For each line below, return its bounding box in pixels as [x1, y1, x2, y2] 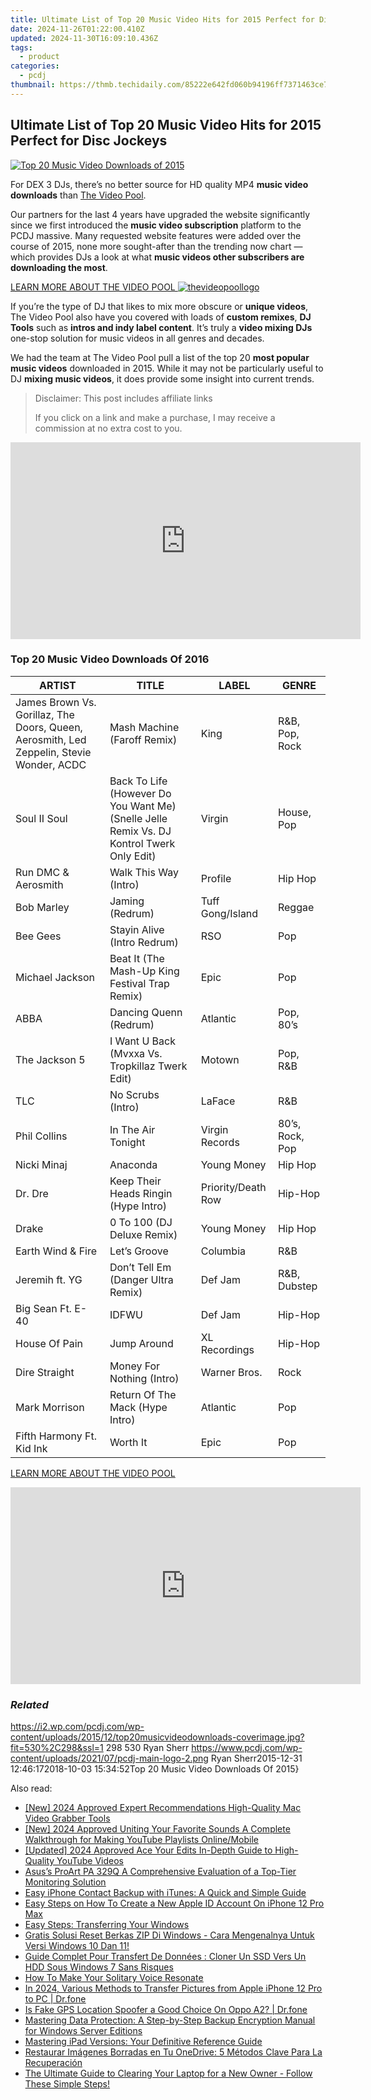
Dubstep [277, 1279, 318, 1293]
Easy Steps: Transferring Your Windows [24, 1919, 190, 1931]
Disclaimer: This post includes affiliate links [34, 392, 213, 404]
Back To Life [109, 774, 168, 788]
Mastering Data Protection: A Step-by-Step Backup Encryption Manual [24, 2014, 316, 2026]
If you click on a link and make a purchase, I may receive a [34, 411, 276, 423]
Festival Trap [109, 976, 170, 990]
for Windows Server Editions [24, 2025, 143, 2037]
